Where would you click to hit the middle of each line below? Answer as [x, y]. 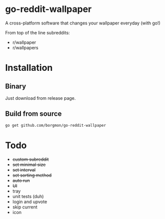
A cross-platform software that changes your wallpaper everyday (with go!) [83, 23]
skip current [25, 207]
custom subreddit [30, 159]
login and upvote [30, 202]
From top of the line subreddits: [37, 32]
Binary [16, 86]
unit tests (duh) [28, 196]
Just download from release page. [40, 98]
